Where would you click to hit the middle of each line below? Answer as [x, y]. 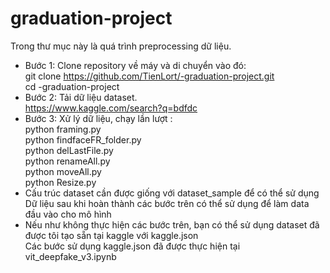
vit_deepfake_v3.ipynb [70, 256]
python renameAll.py [67, 161]
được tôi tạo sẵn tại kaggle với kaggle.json [111, 235]
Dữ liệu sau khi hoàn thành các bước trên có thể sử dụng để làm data [167, 203]
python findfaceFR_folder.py [83, 139]
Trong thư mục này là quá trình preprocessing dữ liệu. [121, 46]
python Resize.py [60, 182]
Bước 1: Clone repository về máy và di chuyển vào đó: [135, 65]
